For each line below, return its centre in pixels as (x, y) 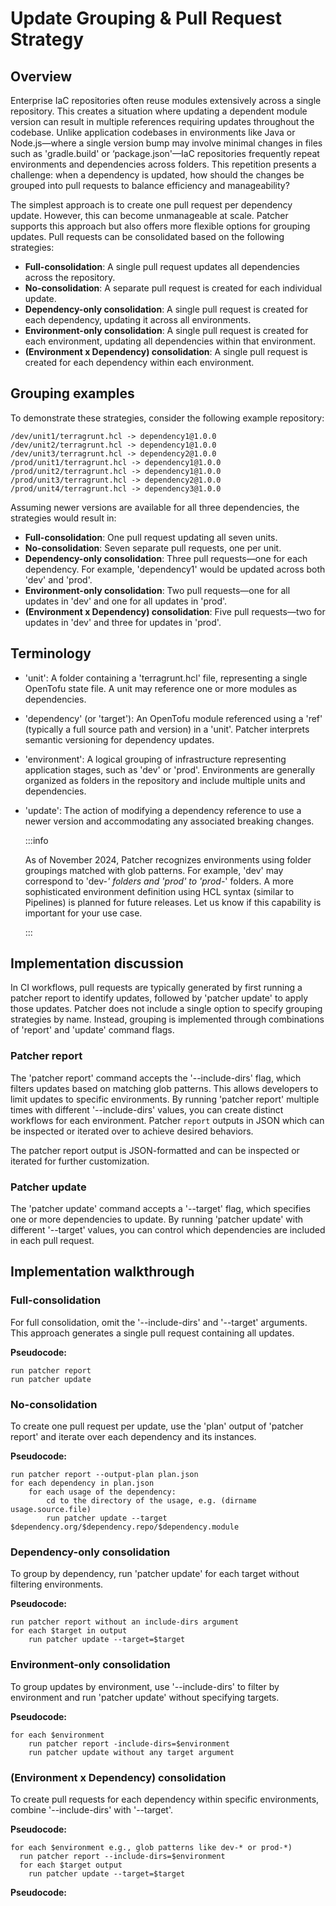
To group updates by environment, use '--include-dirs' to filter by (145, 1686)
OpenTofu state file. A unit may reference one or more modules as (161, 688)
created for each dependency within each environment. (139, 362)
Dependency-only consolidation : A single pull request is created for (166, 309)
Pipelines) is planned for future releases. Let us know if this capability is (173, 902)
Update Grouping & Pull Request (146, 18)
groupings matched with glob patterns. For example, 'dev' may (154, 870)
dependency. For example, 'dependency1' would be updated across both (175, 569)
